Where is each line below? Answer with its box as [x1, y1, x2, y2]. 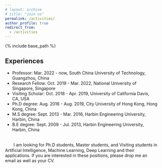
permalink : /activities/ [5, 16, 55, 21]
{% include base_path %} [5, 43, 56, 49]
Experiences [5, 57, 44, 66]
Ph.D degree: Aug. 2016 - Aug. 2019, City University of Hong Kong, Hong [12, 101, 158, 107]
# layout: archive [5, 7, 42, 12]
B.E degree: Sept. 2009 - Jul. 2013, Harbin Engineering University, [12, 121, 144, 127]
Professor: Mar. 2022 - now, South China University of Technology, [12, 70, 146, 76]
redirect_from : [5, 25, 36, 30]
